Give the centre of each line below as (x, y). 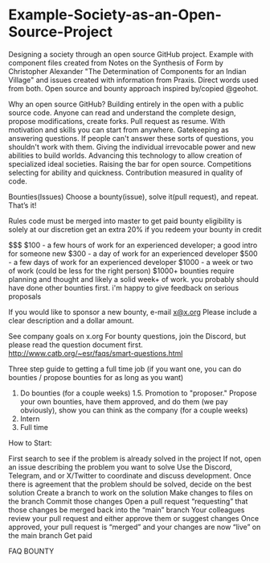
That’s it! (22, 205)
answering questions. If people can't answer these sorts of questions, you (131, 138)
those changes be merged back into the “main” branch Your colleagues (127, 510)
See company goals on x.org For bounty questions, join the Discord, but (127, 336)
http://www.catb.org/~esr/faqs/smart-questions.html (96, 353)
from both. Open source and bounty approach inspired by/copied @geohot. (133, 88)
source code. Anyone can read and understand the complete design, (122, 112)
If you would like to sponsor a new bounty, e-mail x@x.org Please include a (133, 312)
